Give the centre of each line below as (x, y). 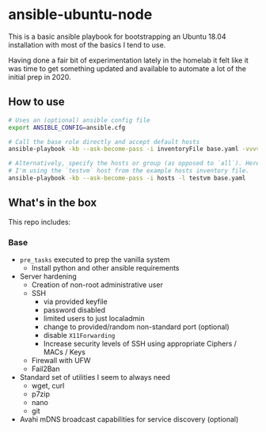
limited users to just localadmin (94, 318)
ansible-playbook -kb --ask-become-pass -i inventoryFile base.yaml (123, 149)
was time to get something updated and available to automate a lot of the (127, 68)
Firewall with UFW (61, 360)
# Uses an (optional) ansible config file (79, 120)
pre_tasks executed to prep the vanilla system (95, 260)
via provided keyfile (76, 301)
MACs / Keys (64, 352)
